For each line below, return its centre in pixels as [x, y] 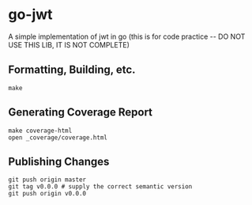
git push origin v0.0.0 [47, 194]
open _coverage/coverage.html [58, 137]
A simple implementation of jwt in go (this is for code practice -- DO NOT [127, 36]
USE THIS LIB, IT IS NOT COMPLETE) [69, 44]
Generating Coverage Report [80, 112]
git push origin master [47, 180]
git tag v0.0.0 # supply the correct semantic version [100, 187]
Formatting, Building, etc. [72, 70]
